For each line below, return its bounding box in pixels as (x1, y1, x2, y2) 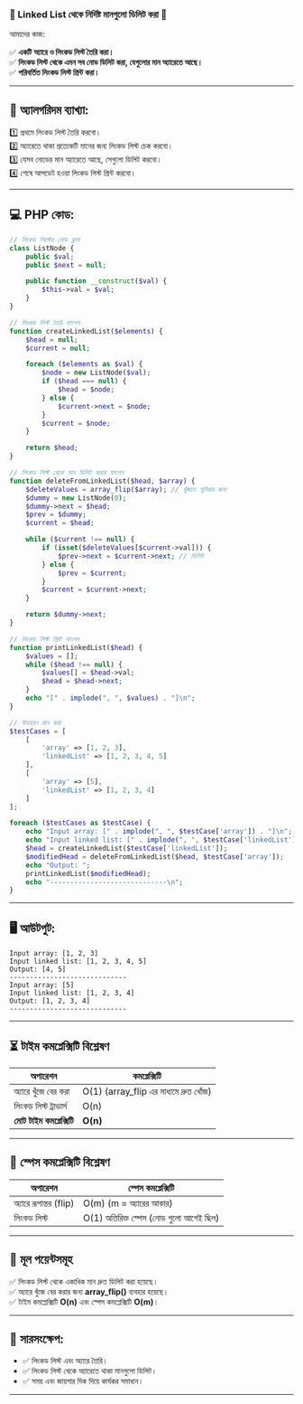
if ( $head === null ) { (41, 377, 127, 386)
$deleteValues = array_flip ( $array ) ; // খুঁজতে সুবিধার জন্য (25, 485, 227, 494)
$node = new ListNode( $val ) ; (41, 368, 151, 378)
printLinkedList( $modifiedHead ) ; (25, 869, 151, 878)
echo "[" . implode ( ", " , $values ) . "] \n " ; (25, 693, 196, 703)
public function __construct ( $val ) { (25, 277, 168, 286)
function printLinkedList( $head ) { (9, 643, 143, 652)
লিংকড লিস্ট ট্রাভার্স (14, 1099, 68, 1112)
